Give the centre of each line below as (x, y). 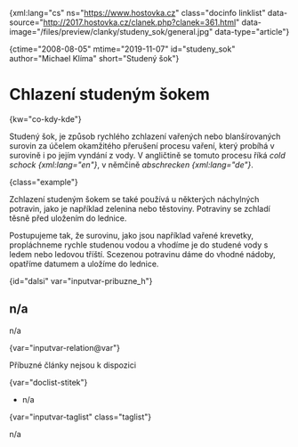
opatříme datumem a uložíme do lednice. (84, 264)
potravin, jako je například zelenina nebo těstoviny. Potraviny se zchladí (140, 208)
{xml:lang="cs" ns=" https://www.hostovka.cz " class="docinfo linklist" (137, 13)
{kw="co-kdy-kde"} (45, 118)
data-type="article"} (252, 32)
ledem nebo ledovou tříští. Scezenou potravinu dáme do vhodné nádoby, (142, 254)
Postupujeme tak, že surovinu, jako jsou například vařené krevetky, (132, 235)
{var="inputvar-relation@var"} (64, 347)
